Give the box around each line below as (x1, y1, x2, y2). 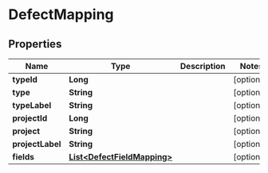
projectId (12, 113, 48, 124)
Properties (8, 37, 62, 51)
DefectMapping (8, 6, 114, 24)
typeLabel (12, 100, 52, 110)
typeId (12, 74, 38, 85)
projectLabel (12, 139, 61, 149)
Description (179, 61, 226, 71)
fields (12, 152, 34, 162)
